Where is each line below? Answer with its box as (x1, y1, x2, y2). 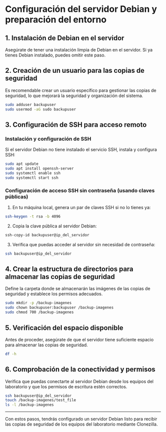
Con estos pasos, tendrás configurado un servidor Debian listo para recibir (5, 416, 157, 422)
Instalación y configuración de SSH (5, 135, 91, 142)
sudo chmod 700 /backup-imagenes (5, 310, 74, 315)
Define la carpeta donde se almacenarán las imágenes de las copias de (5, 286, 151, 292)
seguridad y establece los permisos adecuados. (5, 291, 103, 297)
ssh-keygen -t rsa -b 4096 (5, 214, 61, 219)
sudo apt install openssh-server (5, 166, 74, 171)
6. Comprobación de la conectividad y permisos (5, 365, 156, 374)
